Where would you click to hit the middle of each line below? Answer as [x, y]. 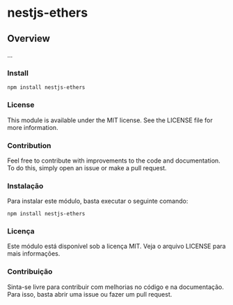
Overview [29, 39]
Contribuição [30, 272]
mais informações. [34, 254]
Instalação [25, 186]
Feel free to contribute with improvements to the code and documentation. [114, 160]
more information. [33, 127]
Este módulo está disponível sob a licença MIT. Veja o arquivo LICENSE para [116, 246]
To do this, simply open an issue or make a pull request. [87, 167]
